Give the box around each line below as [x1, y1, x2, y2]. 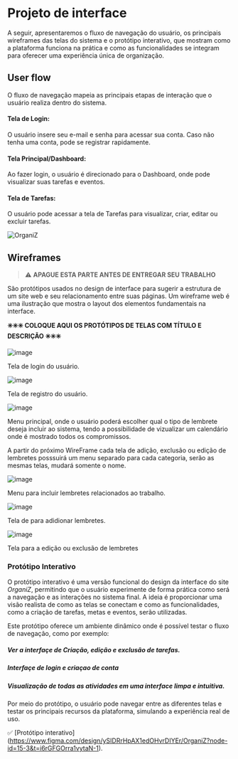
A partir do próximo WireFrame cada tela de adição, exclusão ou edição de [7, 446, 227, 455]
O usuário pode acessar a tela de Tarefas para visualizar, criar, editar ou [7, 210, 218, 218]
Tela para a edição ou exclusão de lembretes [7, 544, 139, 553]
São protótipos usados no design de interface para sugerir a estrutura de [7, 285, 222, 293]
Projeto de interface [7, 5, 127, 21]
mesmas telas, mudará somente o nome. [7, 461, 126, 470]
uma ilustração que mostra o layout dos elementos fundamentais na [7, 299, 206, 308]
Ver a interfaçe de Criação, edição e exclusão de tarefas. [7, 646, 180, 654]
